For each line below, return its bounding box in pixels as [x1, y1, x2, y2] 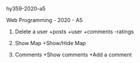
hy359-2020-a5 [6, 5, 46, 12]
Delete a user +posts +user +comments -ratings [14, 28, 134, 35]
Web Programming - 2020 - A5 [6, 17, 83, 23]
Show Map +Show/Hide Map [14, 40, 86, 46]
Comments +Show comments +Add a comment [14, 51, 132, 58]
